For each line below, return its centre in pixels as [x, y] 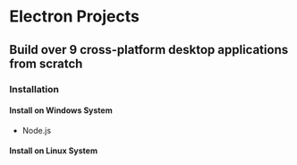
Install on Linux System [54, 151]
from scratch [46, 63]
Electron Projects [75, 17]
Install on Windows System [61, 110]
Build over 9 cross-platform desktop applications [149, 50]
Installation [34, 89]
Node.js [37, 130]
